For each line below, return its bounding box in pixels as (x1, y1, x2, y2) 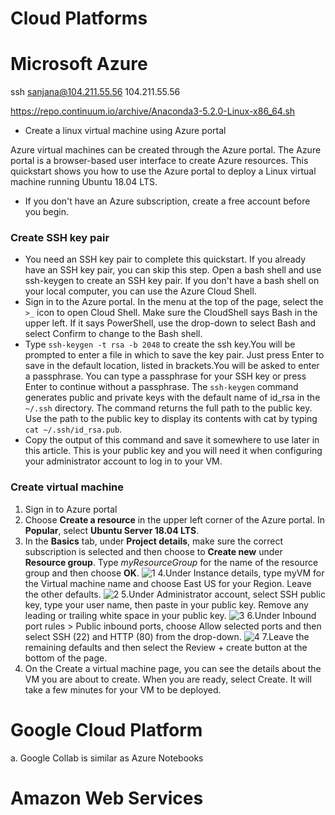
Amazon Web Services (10, 787, 204, 809)
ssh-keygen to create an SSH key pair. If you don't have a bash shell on (24, 275, 320, 287)
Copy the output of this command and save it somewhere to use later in (24, 434, 320, 446)
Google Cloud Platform (10, 718, 203, 741)
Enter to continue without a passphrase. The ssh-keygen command (24, 381, 299, 393)
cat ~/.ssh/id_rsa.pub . (24, 423, 123, 436)
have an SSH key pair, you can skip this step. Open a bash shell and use (24, 264, 322, 276)
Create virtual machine (10, 480, 125, 494)
